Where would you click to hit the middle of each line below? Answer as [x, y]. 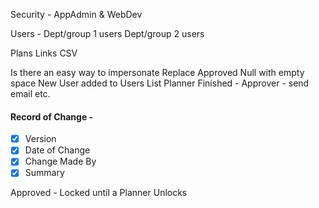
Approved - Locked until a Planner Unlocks [99, 193]
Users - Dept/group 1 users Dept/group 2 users [107, 33]
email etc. [30, 93]
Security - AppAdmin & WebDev [76, 14]
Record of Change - [52, 116]
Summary [44, 173]
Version [40, 139]
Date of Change [57, 150]
